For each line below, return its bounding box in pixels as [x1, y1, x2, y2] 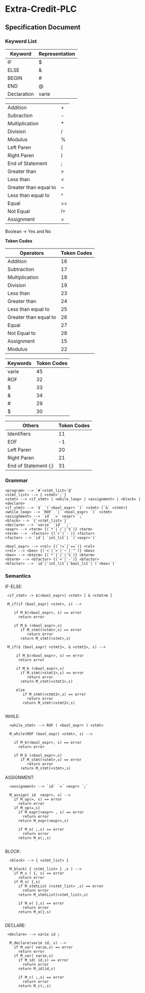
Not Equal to [7, 330, 36, 336]
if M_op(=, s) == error [14, 797, 62, 802]
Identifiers [7, 430, 31, 437]
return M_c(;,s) [18, 984, 51, 989]
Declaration [7, 90, 34, 97]
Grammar [5, 477, 28, 484]
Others [22, 422, 39, 429]
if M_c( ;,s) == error [18, 975, 64, 980]
